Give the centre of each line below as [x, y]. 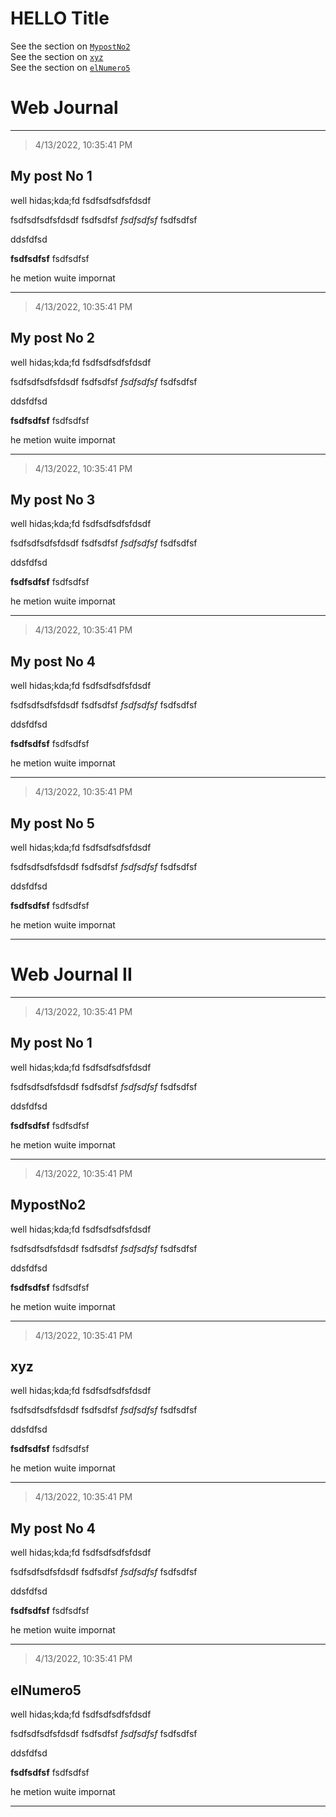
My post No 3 [53, 499]
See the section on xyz [57, 56]
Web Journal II [71, 974]
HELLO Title [60, 18]
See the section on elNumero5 [70, 67]
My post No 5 [52, 823]
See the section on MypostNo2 [70, 46]
